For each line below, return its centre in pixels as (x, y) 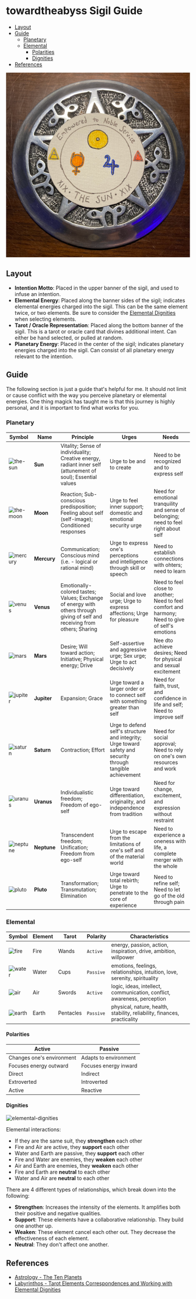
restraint (164, 820)
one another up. (34, 1226)
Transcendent (77, 835)
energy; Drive (77, 665)
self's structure (128, 732)
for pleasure (124, 620)
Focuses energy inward (109, 1066)
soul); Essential (79, 477)
